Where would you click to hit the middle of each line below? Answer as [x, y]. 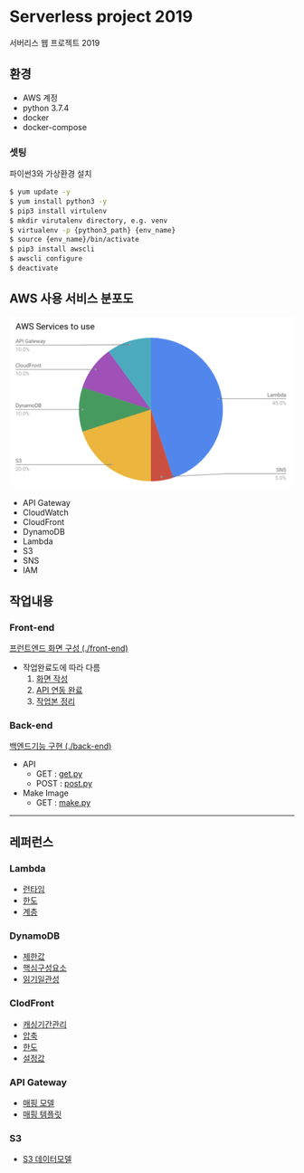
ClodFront [32, 1004]
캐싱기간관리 [45, 1024]
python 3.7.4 [46, 108]
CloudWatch [46, 512]
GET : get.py [59, 774]
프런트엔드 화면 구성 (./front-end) [69, 648]
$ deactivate [34, 269]
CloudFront [43, 522]
